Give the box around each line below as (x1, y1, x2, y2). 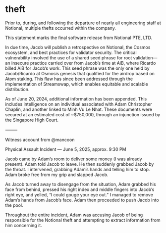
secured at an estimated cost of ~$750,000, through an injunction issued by (5, 111, 161, 117)
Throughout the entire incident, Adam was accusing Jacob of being (5, 212, 143, 218)
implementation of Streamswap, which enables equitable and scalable (5, 81, 148, 87)
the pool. (5, 202, 23, 208)
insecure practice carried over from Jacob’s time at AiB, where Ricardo (11, 60, 156, 66)
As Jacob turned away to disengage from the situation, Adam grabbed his (5, 181, 156, 187)
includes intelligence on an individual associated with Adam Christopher (5, 101, 152, 107)
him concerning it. (5, 222, 42, 228)
